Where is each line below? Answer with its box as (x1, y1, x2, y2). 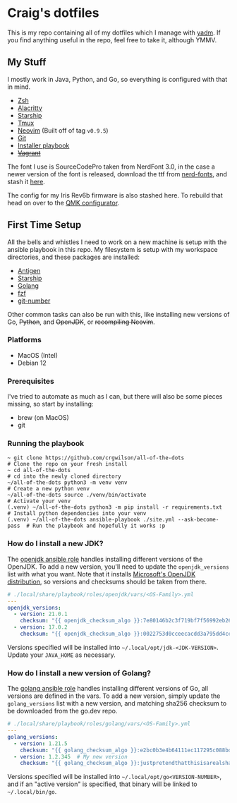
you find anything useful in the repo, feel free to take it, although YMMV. (7, 35, 217, 44)
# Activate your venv (7, 497, 71, 505)
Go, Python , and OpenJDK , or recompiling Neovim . (7, 318, 155, 326)
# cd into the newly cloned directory (7, 473, 121, 481)
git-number (17, 296, 51, 305)
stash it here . (7, 177, 46, 186)
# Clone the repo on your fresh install (7, 461, 128, 468)
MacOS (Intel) (17, 351, 59, 359)
